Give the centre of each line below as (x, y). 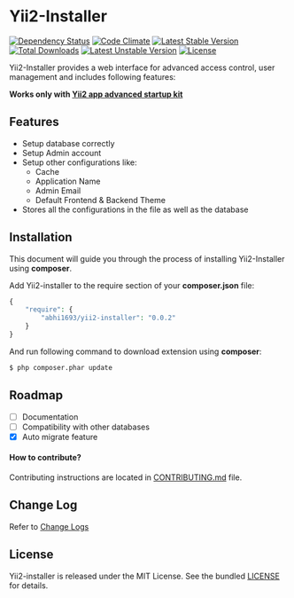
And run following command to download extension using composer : (135, 351)
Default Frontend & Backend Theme (101, 200)
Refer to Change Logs (49, 526)
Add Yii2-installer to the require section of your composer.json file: (132, 285)
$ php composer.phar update (61, 367)
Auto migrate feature (60, 437)
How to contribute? (45, 458)
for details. (29, 585)
